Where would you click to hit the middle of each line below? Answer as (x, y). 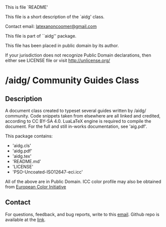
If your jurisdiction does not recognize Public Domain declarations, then (78, 55)
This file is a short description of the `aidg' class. (55, 17)
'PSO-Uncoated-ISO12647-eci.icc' (48, 172)
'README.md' (27, 161)
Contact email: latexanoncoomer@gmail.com (51, 26)
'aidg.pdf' (22, 151)
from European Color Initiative (36, 187)
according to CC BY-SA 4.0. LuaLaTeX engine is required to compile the (78, 121)
